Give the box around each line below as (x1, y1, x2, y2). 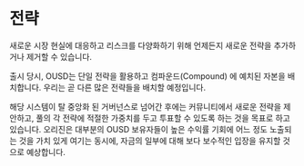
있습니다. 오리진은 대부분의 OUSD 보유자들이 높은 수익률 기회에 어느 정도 (9, 123, 269, 134)
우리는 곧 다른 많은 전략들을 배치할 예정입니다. (43, 82, 207, 93)
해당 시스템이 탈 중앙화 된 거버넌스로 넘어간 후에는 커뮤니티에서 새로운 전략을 (9, 101, 282, 112)
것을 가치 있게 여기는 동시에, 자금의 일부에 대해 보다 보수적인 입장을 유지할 (18, 135, 281, 146)
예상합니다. (25, 146, 66, 157)
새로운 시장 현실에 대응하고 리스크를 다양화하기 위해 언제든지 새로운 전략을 (9, 40, 272, 51)
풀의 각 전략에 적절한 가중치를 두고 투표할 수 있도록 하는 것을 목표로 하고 (35, 112, 291, 123)
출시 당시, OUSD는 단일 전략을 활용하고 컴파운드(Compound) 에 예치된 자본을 (9, 70, 286, 82)
